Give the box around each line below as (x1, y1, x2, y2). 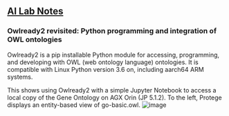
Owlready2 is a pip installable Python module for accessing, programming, (7, 50, 220, 59)
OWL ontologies (7, 35, 62, 44)
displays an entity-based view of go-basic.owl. (7, 100, 140, 109)
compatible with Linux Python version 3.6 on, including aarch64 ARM (7, 65, 204, 73)
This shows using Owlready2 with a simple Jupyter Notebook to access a (7, 86, 217, 94)
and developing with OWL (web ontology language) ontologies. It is (7, 58, 199, 66)
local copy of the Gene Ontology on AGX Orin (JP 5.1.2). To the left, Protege (7, 93, 223, 101)
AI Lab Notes (7, 6, 64, 17)
